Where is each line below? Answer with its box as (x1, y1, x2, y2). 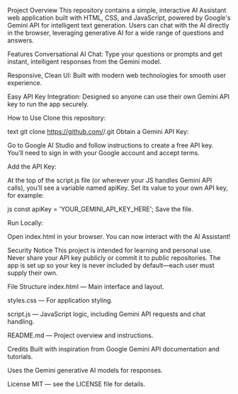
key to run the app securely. (7, 100, 89, 108)
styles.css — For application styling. (7, 296, 113, 304)
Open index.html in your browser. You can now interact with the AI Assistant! (7, 232, 231, 240)
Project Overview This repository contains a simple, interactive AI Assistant (7, 6, 227, 14)
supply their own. (7, 269, 58, 277)
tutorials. (7, 352, 33, 361)
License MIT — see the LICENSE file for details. (7, 380, 146, 388)
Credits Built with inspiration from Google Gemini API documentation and (7, 345, 220, 353)
